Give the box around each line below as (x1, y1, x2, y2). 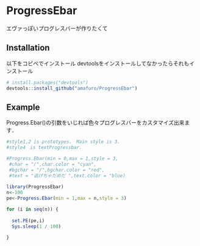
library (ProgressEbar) (6, 184, 64, 190)
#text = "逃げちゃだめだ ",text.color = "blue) (9, 172, 126, 179)
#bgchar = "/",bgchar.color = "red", (9, 167, 105, 173)
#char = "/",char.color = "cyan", (9, 161, 97, 167)
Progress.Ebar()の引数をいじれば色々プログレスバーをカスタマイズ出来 (6, 119, 185, 126)
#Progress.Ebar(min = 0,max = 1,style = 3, (6, 156, 119, 162)
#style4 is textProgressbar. (6, 145, 82, 151)
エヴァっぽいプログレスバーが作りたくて (6, 24, 108, 32)
